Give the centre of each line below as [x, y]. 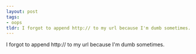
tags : [13, 17]
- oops [14, 22]
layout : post [22, 11]
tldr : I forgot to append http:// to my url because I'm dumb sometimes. [99, 28]
